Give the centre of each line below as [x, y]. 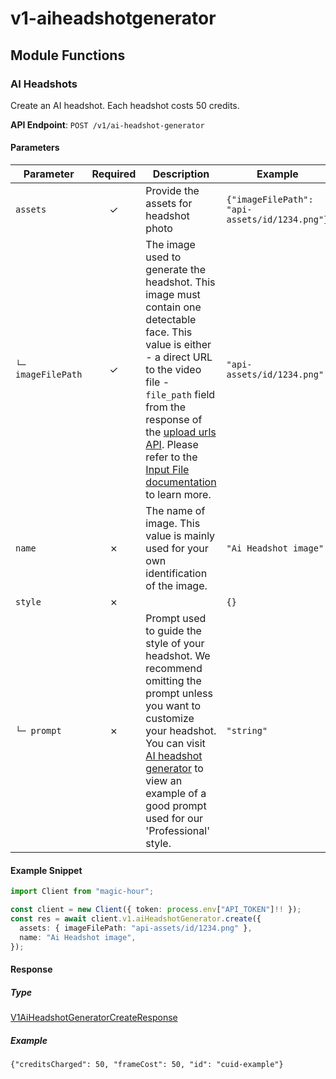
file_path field [180, 395]
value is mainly [180, 536]
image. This [173, 524]
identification [176, 574]
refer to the [171, 457]
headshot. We [178, 656]
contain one [173, 307]
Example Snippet [46, 870]
